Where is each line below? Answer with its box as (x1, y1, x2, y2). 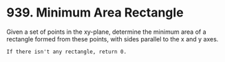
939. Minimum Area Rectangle (6, 5, 184, 21)
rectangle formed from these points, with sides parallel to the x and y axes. (6, 34, 219, 43)
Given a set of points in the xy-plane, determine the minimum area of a (6, 28, 207, 36)
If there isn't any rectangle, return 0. (6, 48, 127, 55)
